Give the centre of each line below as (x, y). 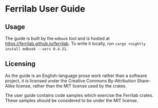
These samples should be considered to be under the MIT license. (71, 100)
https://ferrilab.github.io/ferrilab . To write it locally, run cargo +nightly (76, 44)
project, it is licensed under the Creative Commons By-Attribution (70, 80)
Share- (144, 80)
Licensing (20, 64)
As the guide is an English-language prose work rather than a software (76, 76)
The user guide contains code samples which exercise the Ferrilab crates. (79, 95)
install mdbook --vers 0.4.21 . (36, 49)
